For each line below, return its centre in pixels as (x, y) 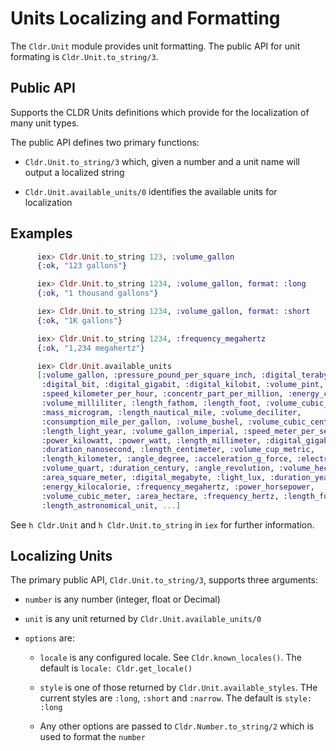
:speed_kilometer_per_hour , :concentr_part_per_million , (162, 394)
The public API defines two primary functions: (105, 142)
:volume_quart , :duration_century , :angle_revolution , (158, 468)
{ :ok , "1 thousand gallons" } (97, 293)
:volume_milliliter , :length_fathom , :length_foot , (151, 403)
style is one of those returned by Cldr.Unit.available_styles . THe (178, 688)
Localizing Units (61, 555)
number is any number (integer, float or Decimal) (122, 599)
